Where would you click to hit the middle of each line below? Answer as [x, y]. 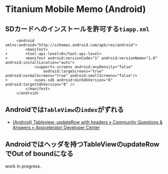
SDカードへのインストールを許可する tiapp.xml [77, 29]
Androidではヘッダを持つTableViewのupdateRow [82, 144]
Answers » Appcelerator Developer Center [56, 127]
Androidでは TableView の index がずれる [64, 110]
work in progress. [23, 166]
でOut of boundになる [39, 154]
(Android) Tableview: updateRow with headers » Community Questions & [87, 122]
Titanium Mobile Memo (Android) [75, 9]
